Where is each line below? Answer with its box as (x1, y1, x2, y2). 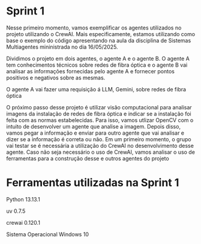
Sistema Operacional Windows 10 (6, 230, 89, 238)
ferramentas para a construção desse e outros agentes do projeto (6, 154, 169, 162)
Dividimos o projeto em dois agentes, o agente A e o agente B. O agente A (6, 55, 190, 62)
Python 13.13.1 (6, 195, 40, 203)
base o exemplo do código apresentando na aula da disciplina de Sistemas (6, 37, 191, 44)
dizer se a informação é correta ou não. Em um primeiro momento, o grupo (6, 135, 191, 142)
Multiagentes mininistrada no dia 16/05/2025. (6, 43, 118, 50)
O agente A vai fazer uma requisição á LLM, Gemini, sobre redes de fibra (6, 85, 187, 93)
